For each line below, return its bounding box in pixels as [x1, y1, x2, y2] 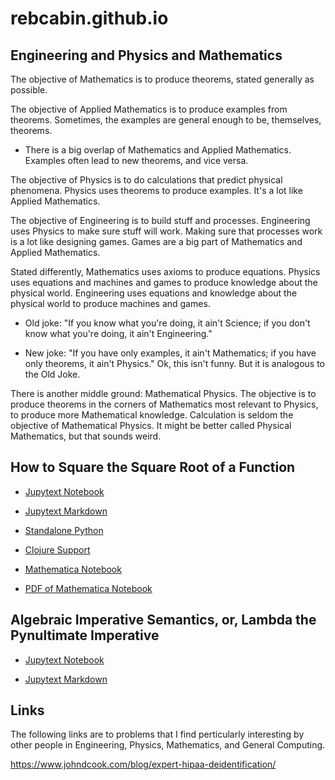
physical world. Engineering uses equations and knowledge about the [10, 287, 298, 299]
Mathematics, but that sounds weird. [10, 430, 162, 442]
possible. [10, 84, 48, 96]
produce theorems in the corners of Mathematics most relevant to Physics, [10, 398, 319, 410]
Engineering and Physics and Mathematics [10, 47, 283, 64]
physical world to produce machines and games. [10, 298, 211, 309]
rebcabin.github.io [10, 7, 169, 30]
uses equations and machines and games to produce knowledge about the [10, 277, 318, 288]
